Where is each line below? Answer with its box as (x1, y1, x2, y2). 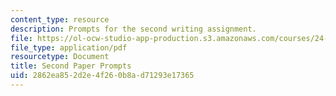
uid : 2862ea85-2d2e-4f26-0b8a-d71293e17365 (10, 71, 195, 81)
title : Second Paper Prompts (10, 61, 132, 71)
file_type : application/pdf (10, 42, 128, 53)
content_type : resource (10, 14, 110, 25)
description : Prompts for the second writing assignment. (10, 24, 257, 34)
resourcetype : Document (10, 52, 110, 62)
